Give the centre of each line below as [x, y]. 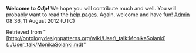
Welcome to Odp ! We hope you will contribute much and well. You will [91, 8]
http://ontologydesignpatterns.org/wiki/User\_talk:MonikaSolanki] [87, 38]
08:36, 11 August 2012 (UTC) [40, 21]
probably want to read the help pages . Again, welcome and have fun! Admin [98, 15]
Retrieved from [24, 32]
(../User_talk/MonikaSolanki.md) [45, 44]
